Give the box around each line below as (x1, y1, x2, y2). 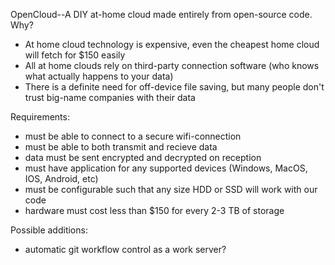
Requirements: (10, 111, 70, 123)
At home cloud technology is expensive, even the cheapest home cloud (24, 39, 320, 50)
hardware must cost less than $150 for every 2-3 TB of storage (24, 205, 285, 216)
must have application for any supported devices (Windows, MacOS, (24, 162, 308, 174)
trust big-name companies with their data (24, 92, 196, 103)
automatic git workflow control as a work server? (24, 244, 227, 255)
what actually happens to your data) (24, 70, 174, 82)
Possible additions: (10, 224, 88, 236)
